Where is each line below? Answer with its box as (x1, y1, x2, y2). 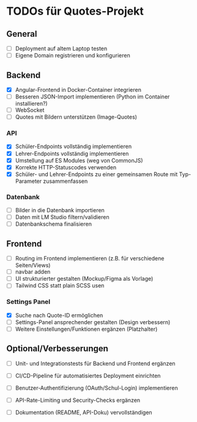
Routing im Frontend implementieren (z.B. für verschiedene (15, 255, 165, 262)
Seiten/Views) (15, 262, 51, 269)
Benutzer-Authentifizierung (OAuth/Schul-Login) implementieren (15, 384, 179, 391)
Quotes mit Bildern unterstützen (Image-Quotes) (15, 113, 138, 120)
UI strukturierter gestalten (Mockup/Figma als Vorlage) (15, 275, 154, 283)
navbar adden (15, 268, 51, 276)
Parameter (15, 177, 42, 185)
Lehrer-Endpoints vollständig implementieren (15, 150, 129, 157)
